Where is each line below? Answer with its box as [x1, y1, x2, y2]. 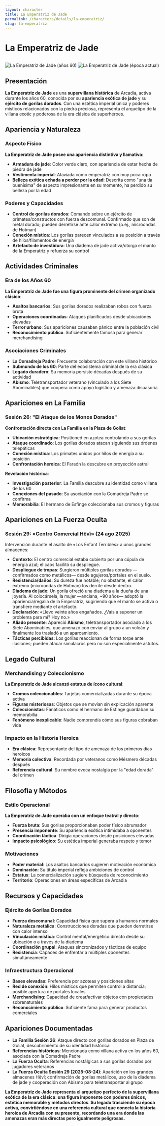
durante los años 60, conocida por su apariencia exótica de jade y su [5, 95, 147, 101]
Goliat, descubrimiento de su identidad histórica [12, 1043, 110, 1049]
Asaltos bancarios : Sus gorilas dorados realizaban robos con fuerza [12, 303, 152, 309]
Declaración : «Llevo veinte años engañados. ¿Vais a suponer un [12, 609, 143, 615]
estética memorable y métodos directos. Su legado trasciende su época [5, 1100, 155, 1106]
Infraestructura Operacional [5, 967, 74, 973]
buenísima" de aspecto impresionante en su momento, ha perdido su [12, 182, 153, 188]
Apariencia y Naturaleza [5, 125, 81, 134]
